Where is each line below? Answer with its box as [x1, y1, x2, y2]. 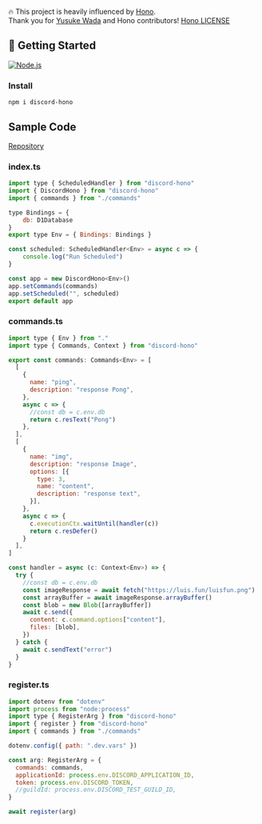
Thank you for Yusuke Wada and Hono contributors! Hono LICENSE [8, 16, 230, 25]
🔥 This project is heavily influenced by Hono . [8, 7, 157, 16]
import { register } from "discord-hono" [8, 720, 149, 728]
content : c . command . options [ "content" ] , [29, 616, 166, 624]
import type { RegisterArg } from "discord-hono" [8, 712, 177, 721]
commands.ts [8, 316, 64, 327]
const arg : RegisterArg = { [8, 756, 102, 764]
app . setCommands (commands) [8, 282, 98, 290]
